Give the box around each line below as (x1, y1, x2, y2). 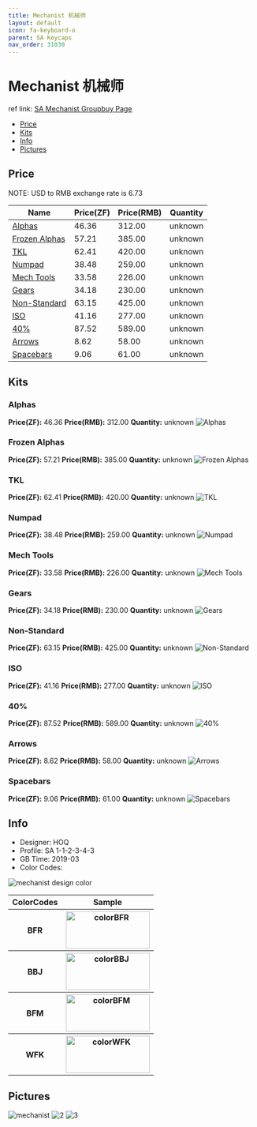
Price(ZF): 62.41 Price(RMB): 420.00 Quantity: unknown (8, 493, 195, 502)
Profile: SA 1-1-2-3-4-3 (19, 846, 95, 855)
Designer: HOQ (19, 838, 69, 847)
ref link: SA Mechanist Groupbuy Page (8, 104, 132, 114)
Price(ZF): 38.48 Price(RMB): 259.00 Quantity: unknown (8, 530, 196, 539)
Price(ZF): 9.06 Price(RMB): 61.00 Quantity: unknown (8, 794, 186, 803)
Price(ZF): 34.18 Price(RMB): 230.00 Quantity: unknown (8, 606, 194, 615)
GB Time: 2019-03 (19, 855, 80, 864)
